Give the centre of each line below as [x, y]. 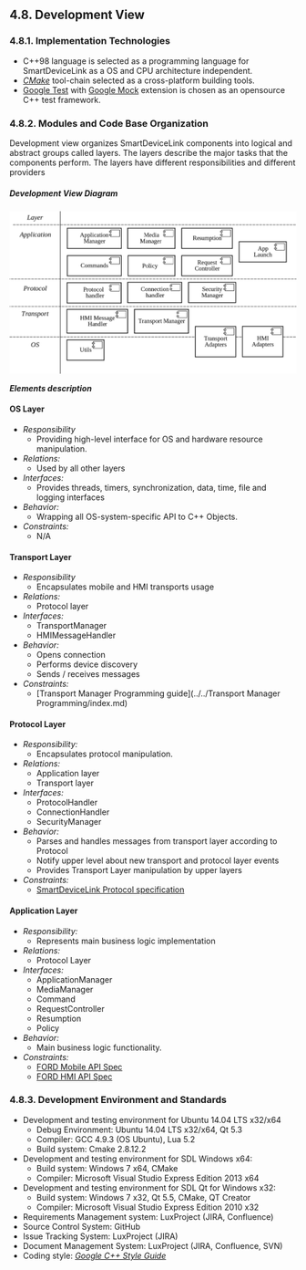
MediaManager [65, 989]
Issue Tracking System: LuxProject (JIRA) [100, 1236]
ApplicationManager [74, 979]
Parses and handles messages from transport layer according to [157, 841]
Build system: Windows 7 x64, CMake [107, 1168]
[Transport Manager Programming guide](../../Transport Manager [158, 693]
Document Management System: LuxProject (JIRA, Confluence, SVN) [153, 1245]
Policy [48, 1028]
